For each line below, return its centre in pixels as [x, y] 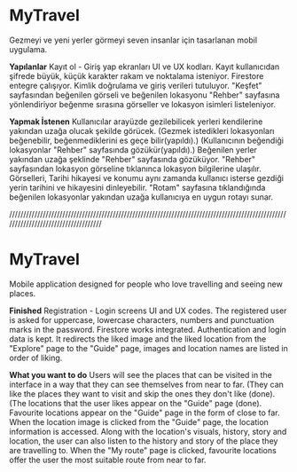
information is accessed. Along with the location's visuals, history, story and [148, 431]
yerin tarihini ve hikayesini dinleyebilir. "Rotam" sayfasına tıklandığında [137, 187]
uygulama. [28, 49]
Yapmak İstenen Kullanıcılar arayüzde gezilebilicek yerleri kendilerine [136, 122]
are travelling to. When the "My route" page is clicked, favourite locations [143, 450]
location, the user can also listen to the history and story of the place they [144, 441]
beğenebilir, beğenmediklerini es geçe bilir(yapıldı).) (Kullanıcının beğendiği [146, 140]
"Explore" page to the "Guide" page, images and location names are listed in [148, 348]
